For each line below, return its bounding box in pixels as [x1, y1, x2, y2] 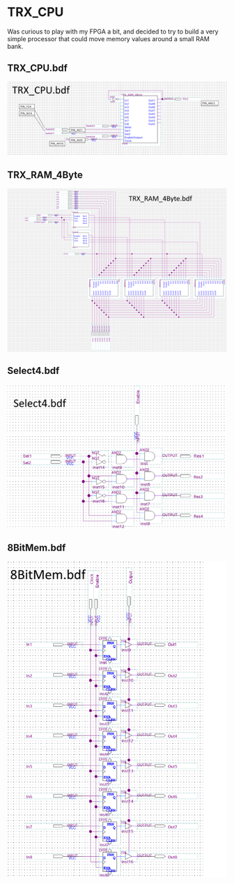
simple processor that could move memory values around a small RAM [7, 34, 210, 43]
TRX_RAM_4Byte [7, 169, 84, 181]
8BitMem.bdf [7, 542, 66, 554]
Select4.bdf [7, 365, 60, 377]
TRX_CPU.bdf [7, 62, 68, 74]
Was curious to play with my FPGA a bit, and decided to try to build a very [7, 27, 219, 36]
